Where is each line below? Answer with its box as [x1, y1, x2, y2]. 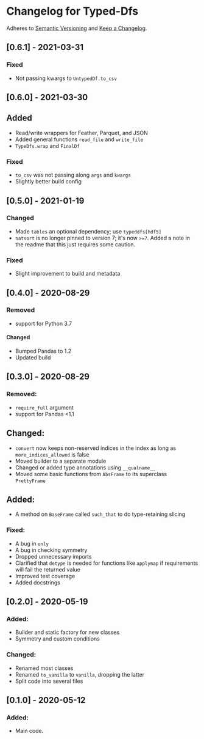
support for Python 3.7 [15, 320, 72, 327]
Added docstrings [15, 579, 61, 586]
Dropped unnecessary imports [15, 553, 93, 560]
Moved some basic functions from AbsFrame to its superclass [15, 470, 167, 477]
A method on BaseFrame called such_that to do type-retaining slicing [15, 510, 186, 518]
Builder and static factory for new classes [15, 628, 120, 636]
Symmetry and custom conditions [15, 635, 100, 642]
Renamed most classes [15, 664, 74, 672]
